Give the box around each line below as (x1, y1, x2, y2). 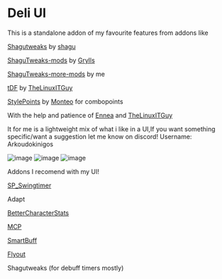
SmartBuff (7, 236, 38, 244)
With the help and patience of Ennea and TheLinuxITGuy (7, 111, 173, 119)
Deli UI (7, 5, 47, 21)
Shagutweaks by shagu (7, 42, 76, 50)
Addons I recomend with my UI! (7, 167, 100, 175)
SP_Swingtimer (7, 181, 52, 190)
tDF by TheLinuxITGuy (7, 83, 73, 92)
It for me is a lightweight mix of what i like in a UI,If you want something (7, 124, 216, 133)
